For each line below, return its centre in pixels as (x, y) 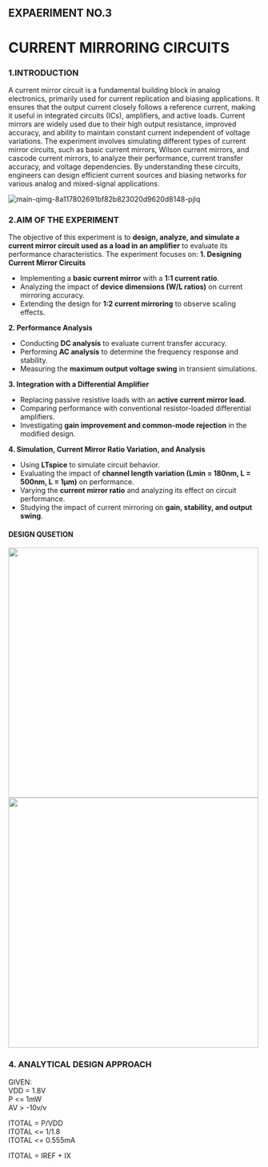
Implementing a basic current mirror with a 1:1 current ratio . (120, 279)
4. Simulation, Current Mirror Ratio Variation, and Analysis (107, 449)
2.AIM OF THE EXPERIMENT (64, 219)
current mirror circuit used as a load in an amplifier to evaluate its (118, 246)
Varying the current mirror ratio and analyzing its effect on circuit (128, 491)
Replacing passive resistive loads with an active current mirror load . (133, 400)
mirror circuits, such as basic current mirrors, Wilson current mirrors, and (129, 149)
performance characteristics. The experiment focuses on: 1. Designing (125, 255)
